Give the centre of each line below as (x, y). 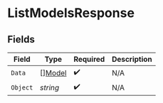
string (50, 87)
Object (22, 87)
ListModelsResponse (71, 13)
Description (132, 59)
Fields (21, 39)
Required (89, 59)
